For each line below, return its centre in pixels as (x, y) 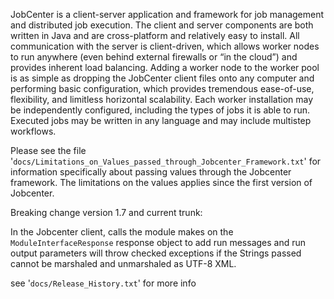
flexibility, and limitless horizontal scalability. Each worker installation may (162, 99)
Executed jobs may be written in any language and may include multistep (161, 120)
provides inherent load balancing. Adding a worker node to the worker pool (165, 67)
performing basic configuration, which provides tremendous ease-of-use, (162, 88)
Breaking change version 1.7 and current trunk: (106, 212)
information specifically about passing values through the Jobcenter (151, 172)
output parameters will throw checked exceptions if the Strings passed (156, 253)
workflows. (33, 131)
